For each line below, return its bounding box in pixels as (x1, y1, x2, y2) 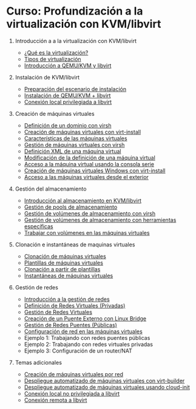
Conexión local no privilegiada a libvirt (24, 390, 120, 397)
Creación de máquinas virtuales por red (24, 370, 123, 377)
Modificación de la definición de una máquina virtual (24, 154, 156, 161)
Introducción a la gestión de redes (24, 296, 110, 303)
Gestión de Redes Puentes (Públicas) (24, 321, 117, 328)
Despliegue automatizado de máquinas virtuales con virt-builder (24, 377, 185, 384)
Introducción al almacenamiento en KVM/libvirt (24, 197, 141, 204)
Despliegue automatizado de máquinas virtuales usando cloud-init (24, 384, 190, 391)
